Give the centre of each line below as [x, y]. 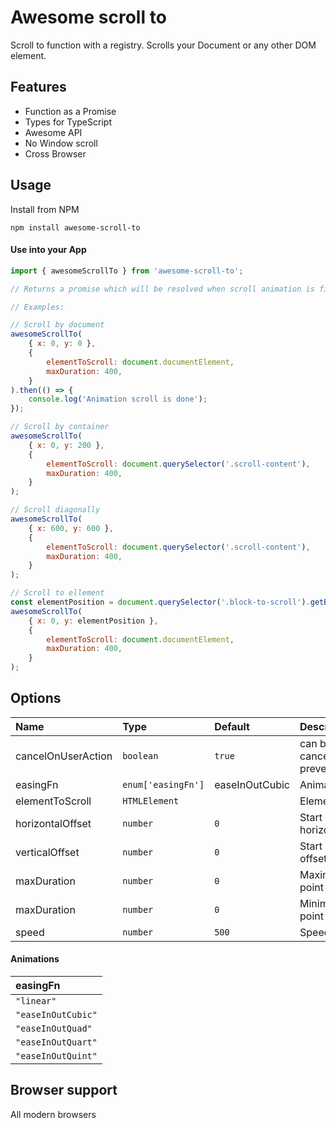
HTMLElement [151, 800]
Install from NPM [45, 209]
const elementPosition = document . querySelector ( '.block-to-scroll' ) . [160, 602]
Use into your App [48, 250]
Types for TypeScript [68, 122]
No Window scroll [61, 143]
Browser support [64, 1090]
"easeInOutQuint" [56, 1056]
